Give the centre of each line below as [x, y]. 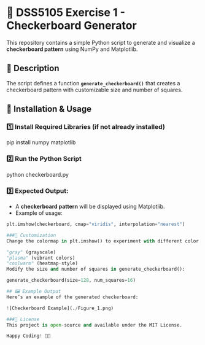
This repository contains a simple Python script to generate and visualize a [101, 42]
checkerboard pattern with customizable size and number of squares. [95, 90]
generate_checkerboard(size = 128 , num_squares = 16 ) [71, 281]
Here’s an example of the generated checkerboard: [72, 297]
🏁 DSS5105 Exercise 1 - [66, 13]
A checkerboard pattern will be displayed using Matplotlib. [90, 207]
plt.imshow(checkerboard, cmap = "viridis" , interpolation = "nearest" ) [96, 224]
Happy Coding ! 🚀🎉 [29, 336]
